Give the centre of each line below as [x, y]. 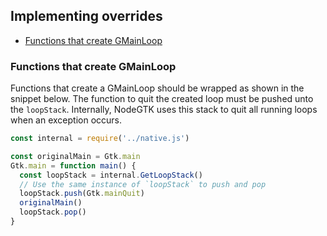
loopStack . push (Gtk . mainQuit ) [82, 194]
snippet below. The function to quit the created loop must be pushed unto [162, 99]
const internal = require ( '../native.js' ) [100, 139]
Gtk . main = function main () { [73, 165]
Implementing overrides [86, 16]
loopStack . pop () [53, 212]
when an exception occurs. [66, 120]
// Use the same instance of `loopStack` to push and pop [143, 184]
